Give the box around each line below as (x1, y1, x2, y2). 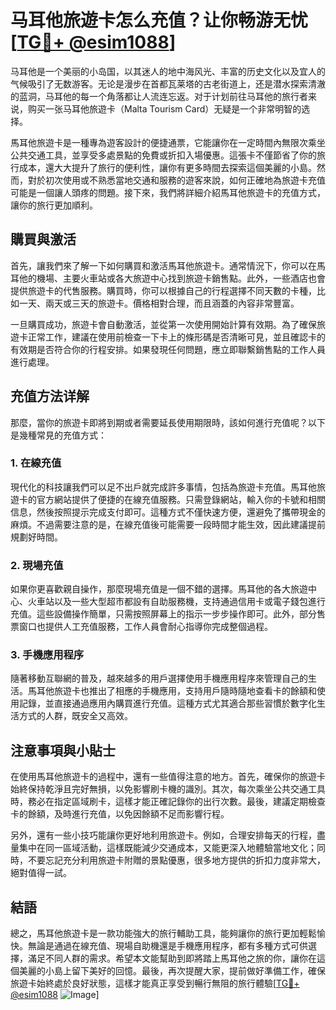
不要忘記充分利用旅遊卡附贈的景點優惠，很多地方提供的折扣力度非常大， (27, 854, 326, 866)
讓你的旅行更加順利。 (10, 199, 98, 211)
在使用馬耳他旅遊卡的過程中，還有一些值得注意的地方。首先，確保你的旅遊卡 (10, 771, 326, 783)
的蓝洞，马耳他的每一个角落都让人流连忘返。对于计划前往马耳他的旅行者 (10, 90, 308, 102)
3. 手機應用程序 (10, 648, 85, 662)
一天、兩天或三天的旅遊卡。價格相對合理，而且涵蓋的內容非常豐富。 (18, 297, 300, 309)
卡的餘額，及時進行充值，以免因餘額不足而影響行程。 (10, 808, 230, 820)
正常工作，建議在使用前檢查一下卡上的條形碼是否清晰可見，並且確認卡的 (27, 331, 326, 343)
